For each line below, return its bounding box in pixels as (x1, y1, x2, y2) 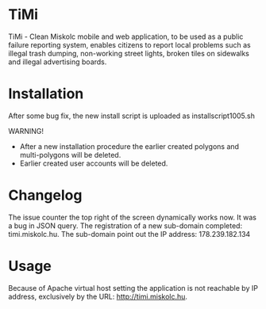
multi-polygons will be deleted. (19, 150, 121, 159)
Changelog (8, 186, 83, 204)
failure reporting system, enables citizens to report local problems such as (8, 40, 252, 49)
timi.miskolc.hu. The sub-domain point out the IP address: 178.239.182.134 (8, 229, 251, 238)
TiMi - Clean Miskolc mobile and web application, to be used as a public (8, 32, 244, 41)
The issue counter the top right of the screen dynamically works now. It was (8, 212, 256, 222)
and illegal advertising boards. (8, 57, 107, 67)
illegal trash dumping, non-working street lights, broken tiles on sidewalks (8, 48, 250, 58)
